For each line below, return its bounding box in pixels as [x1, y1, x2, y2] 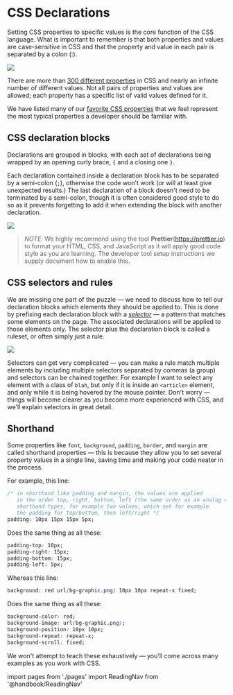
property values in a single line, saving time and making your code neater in [7, 456, 223, 464]
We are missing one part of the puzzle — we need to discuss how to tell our [7, 295, 223, 303]
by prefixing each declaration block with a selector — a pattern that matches [7, 310, 226, 318]
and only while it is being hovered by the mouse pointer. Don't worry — [7, 388, 210, 396]
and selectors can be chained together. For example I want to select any [7, 373, 214, 381]
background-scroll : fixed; [7, 639, 85, 646]
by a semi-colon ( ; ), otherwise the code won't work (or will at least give [7, 178, 212, 187]
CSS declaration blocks [7, 132, 110, 144]
